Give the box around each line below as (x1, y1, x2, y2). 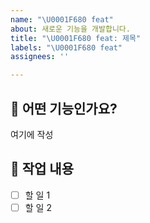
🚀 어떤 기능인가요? (10, 100, 118, 117)
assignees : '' (10, 52, 70, 62)
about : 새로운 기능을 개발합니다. (10, 24, 131, 34)
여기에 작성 (10, 128, 54, 140)
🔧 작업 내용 (10, 161, 75, 178)
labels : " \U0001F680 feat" (10, 42, 123, 53)
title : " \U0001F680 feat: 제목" (10, 33, 142, 43)
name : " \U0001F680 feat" (10, 14, 114, 25)
